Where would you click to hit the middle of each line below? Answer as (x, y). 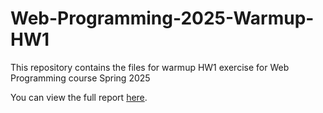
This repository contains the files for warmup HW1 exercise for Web (150, 67)
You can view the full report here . (79, 97)
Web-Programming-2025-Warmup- (162, 18)
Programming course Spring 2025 (80, 78)
